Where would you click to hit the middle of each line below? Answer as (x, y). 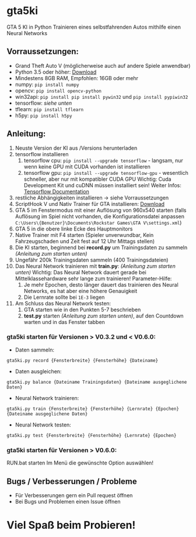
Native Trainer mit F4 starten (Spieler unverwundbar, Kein (84, 235)
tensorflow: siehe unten (43, 103)
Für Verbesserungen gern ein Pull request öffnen (74, 495)
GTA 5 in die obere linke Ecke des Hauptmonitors (74, 229)
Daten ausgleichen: (38, 371)
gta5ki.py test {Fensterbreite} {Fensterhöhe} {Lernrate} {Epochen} (92, 435)
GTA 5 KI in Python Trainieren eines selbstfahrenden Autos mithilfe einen (94, 27)
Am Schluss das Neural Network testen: (63, 303)
